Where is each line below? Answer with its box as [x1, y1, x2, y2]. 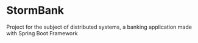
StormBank [6, 4, 65, 17]
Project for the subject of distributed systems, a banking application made [6, 23, 192, 30]
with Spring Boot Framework [6, 29, 78, 36]
